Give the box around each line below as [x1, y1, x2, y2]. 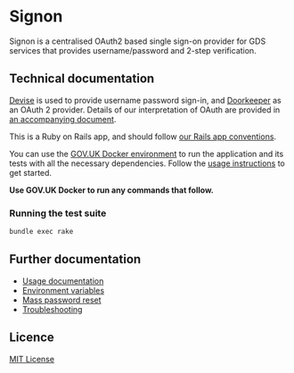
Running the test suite [9, 207, 107, 220]
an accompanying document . [9, 113, 117, 124]
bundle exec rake [9, 228, 74, 236]
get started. [9, 167, 52, 178]
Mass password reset [21, 294, 102, 305]
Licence [9, 330, 55, 345]
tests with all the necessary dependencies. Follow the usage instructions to [9, 158, 285, 169]
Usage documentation [21, 275, 104, 286]
